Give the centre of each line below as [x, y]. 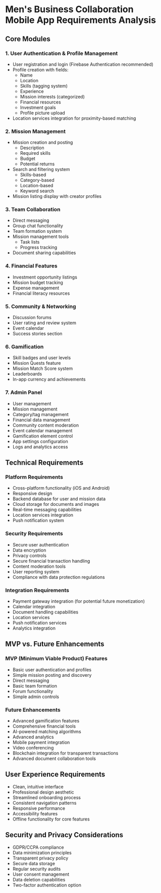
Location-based [37, 186]
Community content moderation [46, 425]
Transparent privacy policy [40, 858]
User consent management [41, 874]
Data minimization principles [42, 852]
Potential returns [37, 164]
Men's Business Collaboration [69, 9]
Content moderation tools [39, 566]
